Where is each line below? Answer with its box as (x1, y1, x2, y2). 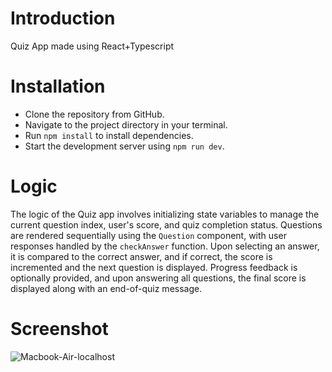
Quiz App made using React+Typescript (10, 40, 175, 52)
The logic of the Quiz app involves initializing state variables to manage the (10, 208, 320, 220)
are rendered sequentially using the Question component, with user (10, 229, 287, 241)
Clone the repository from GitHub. (24, 108, 165, 120)
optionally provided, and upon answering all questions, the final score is (10, 272, 307, 284)
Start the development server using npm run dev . (24, 140, 225, 152)
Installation (10, 75, 106, 98)
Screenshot (10, 318, 109, 340)
